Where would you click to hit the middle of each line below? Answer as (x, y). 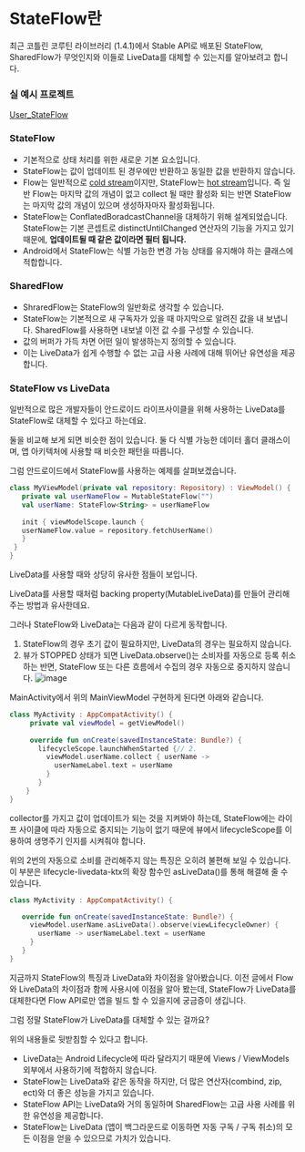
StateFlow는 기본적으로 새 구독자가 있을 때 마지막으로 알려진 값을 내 (143, 318)
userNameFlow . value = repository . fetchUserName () (117, 530)
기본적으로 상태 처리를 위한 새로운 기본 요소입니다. (111, 159)
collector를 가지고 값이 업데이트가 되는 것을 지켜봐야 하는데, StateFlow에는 (142, 818)
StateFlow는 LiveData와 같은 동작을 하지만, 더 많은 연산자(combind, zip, (152, 1081)
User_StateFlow (39, 115)
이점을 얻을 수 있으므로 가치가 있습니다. (102, 1138)
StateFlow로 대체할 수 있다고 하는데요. (78, 421)
